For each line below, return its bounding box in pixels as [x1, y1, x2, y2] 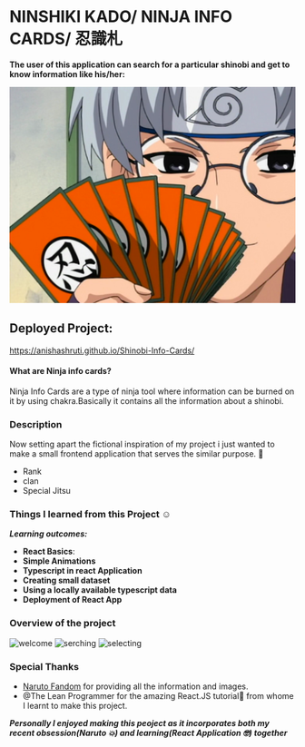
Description [9, 418, 63, 430]
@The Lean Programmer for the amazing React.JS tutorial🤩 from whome [22, 690, 294, 701]
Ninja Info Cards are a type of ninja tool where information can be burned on [9, 386, 295, 397]
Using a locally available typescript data [22, 585, 177, 595]
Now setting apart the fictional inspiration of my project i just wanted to [9, 438, 275, 450]
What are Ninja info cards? [9, 366, 112, 377]
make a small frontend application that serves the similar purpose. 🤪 [9, 448, 264, 459]
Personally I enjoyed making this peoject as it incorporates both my [9, 717, 270, 728]
